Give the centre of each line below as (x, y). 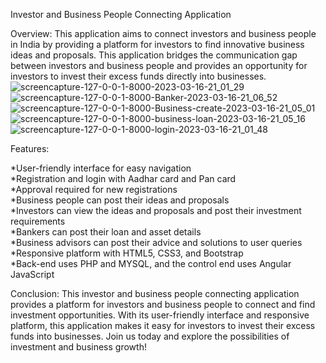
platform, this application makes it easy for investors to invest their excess (163, 325)
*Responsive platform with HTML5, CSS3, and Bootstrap (127, 253)
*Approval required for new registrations (94, 189)
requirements (38, 221)
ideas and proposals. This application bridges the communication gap (154, 55)
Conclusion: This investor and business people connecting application (155, 293)
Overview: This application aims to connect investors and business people (163, 33)
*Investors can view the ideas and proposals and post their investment (156, 210)
